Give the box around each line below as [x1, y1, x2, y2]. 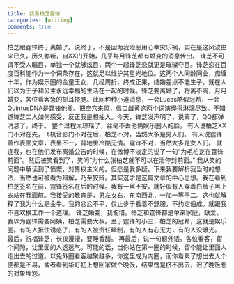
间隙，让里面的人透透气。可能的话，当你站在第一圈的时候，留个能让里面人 [13, 243, 227, 251]
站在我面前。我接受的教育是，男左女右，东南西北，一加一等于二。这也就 [13, 191, 221, 199]
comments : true [7, 23, 52, 30]
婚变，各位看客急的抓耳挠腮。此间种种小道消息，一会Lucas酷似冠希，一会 [7, 95, 220, 104]
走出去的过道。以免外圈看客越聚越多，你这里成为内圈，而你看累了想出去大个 [7, 252, 227, 260]
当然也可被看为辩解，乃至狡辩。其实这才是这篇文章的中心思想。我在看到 [19, 173, 227, 182]
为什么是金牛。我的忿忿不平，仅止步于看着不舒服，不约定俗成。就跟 [25, 200, 221, 208]
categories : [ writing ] [7, 17, 73, 24]
